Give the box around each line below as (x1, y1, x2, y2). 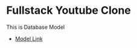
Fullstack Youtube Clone (6, 4, 132, 17)
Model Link (14, 35, 43, 42)
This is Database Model (6, 23, 65, 31)
